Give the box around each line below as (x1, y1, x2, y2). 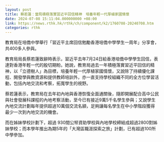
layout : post (5, 7, 32, 12)
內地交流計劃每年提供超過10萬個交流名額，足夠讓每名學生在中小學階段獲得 (5, 103, 155, 109)
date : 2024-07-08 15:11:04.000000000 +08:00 (5, 16, 97, 21)
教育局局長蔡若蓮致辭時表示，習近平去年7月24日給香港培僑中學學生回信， (5, 56, 154, 62)
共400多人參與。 (5, 46, 39, 51)
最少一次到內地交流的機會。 (5, 109, 61, 115)
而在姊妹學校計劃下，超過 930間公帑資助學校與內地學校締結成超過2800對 (5, 119, 153, 125)
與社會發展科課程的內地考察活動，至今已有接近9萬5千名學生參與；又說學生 (5, 97, 156, 103)
